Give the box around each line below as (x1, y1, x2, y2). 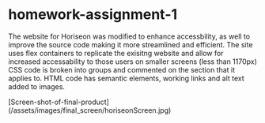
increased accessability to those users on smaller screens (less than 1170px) (8, 57, 257, 66)
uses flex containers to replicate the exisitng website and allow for (8, 48, 224, 58)
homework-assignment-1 (8, 6, 178, 24)
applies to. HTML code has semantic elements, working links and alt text (8, 73, 245, 83)
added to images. (8, 81, 66, 91)
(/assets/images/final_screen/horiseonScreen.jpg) (8, 105, 172, 115)
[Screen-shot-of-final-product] (8, 97, 109, 106)
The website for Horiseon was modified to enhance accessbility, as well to (8, 32, 251, 41)
